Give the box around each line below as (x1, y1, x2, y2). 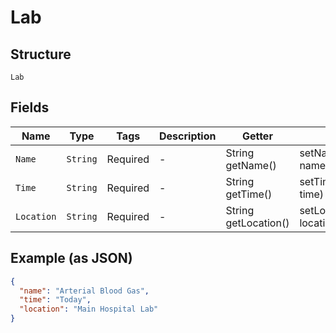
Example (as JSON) (10, 250, 133, 267)
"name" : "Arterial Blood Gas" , (19, 286, 150, 296)
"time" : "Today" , (19, 295, 92, 305)
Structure (10, 46, 72, 63)
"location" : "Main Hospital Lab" (19, 304, 159, 315)
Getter (241, 129, 273, 143)
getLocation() (225, 216, 290, 230)
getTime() (225, 187, 273, 201)
